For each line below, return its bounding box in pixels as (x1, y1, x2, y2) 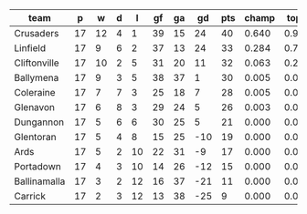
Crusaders (14, 27, 59, 39)
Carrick (14, 190, 46, 202)
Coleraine (14, 87, 57, 98)
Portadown (14, 160, 61, 172)
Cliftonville (14, 56, 59, 69)
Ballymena (14, 72, 59, 84)
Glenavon (14, 101, 56, 113)
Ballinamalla (14, 175, 66, 188)
